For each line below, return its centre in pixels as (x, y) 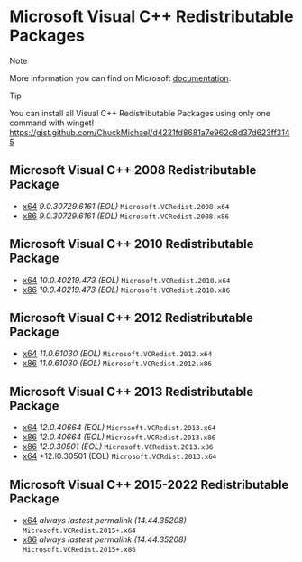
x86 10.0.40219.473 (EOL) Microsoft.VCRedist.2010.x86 (126, 290)
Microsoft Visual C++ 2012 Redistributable (132, 318)
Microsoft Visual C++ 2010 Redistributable (132, 244)
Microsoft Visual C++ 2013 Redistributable (132, 391)
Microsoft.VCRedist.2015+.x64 (79, 530)
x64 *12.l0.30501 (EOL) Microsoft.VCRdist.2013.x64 (119, 456)
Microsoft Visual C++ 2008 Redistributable (133, 170)
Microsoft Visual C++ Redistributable (151, 17)
